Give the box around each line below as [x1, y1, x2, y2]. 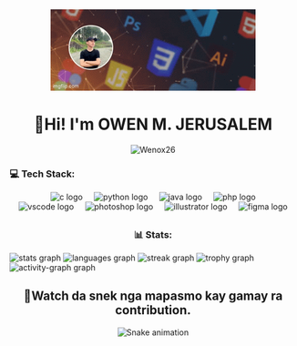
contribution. [115, 302, 191, 318]
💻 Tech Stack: [9, 168, 76, 180]
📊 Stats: [133, 228, 173, 240]
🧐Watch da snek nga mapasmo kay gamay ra [23, 289, 283, 304]
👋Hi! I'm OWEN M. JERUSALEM [33, 114, 273, 135]
